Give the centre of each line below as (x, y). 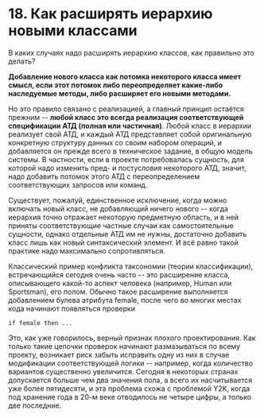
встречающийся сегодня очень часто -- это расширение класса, (119, 274)
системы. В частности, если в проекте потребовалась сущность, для (126, 159)
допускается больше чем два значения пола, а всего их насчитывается (130, 380)
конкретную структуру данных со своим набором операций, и (115, 142)
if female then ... (41, 323)
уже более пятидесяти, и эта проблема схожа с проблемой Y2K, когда (129, 388)
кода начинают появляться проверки (72, 308)
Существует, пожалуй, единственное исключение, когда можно (118, 200)
